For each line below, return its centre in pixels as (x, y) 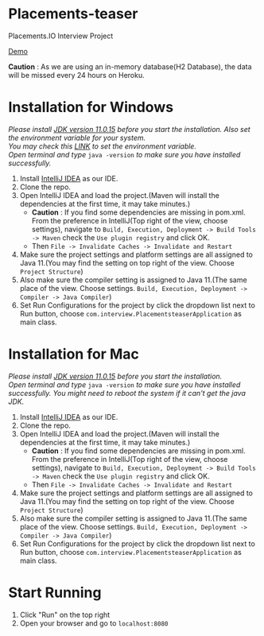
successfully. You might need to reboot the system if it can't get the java (127, 393)
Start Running (55, 592)
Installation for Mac (74, 354)
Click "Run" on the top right (65, 615)
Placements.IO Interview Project (61, 36)
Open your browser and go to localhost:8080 (94, 623)
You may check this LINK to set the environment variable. (103, 146)
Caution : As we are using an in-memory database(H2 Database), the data (130, 66)
